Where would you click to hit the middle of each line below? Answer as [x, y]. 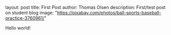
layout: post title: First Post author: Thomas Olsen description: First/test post [86, 7]
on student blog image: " [31, 13]
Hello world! [18, 28]
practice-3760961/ [25, 18]
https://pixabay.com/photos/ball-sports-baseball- [109, 13]
